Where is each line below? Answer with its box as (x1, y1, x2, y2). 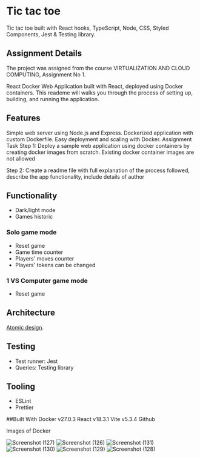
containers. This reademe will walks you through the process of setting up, (6, 89, 193, 96)
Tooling (6, 381, 35, 391)
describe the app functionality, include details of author (6, 173, 145, 180)
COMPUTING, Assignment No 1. (6, 71, 86, 78)
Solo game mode (6, 228, 57, 237)
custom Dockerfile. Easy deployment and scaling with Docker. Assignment (6, 135, 192, 143)
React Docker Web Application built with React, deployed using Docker (6, 82, 184, 90)
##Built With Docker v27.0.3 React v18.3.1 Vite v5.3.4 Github (6, 416, 156, 423)
